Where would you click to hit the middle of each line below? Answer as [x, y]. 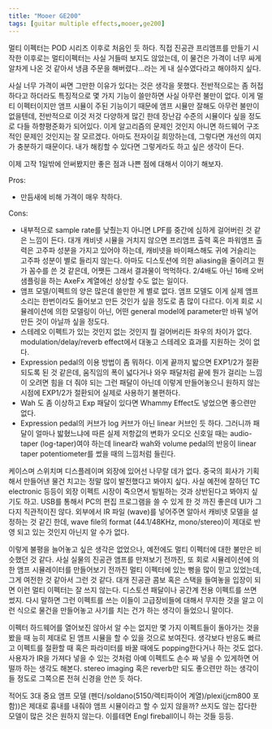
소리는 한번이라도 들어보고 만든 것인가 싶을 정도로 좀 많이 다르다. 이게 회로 [137, 301]
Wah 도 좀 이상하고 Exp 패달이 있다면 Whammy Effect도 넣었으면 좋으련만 [138, 403]
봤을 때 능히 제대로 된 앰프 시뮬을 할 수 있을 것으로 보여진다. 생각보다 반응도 [127, 637]
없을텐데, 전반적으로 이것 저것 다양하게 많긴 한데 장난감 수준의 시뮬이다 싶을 [127, 116]
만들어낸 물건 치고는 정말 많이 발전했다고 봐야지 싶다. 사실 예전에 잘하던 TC [142, 481]
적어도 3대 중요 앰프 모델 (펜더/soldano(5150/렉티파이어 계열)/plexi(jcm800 [130, 696]
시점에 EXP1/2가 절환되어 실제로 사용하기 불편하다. [100, 392]
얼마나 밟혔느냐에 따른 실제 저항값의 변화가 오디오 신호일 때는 [132, 433]
